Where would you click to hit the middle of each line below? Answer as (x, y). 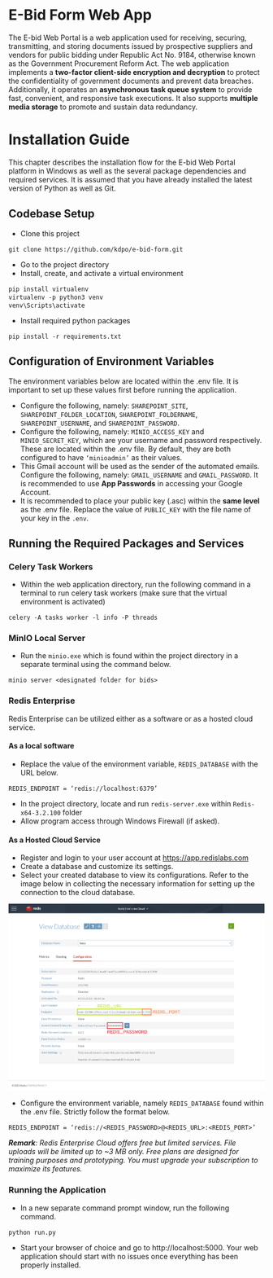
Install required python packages (75, 320)
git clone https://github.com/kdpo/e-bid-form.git (96, 249)
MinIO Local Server (47, 639)
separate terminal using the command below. (95, 665)
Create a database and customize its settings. (97, 867)
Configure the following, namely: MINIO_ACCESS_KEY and (112, 431)
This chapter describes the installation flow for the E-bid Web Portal (122, 162)
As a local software (41, 746)
